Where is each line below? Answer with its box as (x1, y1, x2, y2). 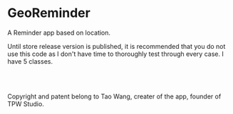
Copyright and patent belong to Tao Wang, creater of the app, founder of (7, 92, 222, 101)
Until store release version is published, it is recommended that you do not (7, 42, 226, 50)
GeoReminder (7, 5, 90, 21)
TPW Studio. (7, 99, 44, 108)
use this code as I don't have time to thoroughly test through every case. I (7, 50, 224, 58)
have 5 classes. (7, 57, 53, 65)
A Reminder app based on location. (7, 28, 111, 37)
